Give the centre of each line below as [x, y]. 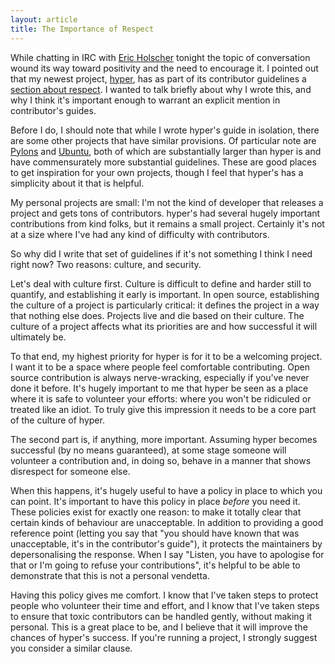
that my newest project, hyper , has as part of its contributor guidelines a [158, 78]
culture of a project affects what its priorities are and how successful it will [164, 326]
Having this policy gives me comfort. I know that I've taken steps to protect [164, 595]
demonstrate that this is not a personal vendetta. [110, 575]
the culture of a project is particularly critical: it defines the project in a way [165, 305]
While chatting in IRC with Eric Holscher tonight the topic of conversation [160, 57]
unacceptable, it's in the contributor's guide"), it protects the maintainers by [166, 543]
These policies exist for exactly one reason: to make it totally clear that [156, 512]
